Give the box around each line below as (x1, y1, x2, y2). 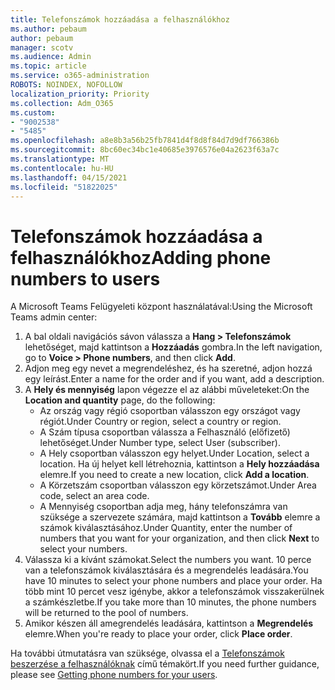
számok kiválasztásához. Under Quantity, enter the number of (39, 522, 293, 534)
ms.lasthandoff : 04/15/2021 (10, 172, 128, 183)
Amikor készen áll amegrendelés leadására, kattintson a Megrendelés (24, 617, 314, 630)
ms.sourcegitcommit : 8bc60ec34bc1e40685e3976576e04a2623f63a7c (10, 145, 280, 155)
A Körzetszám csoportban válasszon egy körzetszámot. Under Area (39, 479, 317, 491)
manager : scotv (10, 42, 74, 53)
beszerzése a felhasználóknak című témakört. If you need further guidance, (10, 658, 320, 670)
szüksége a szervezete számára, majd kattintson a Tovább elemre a (39, 511, 321, 523)
